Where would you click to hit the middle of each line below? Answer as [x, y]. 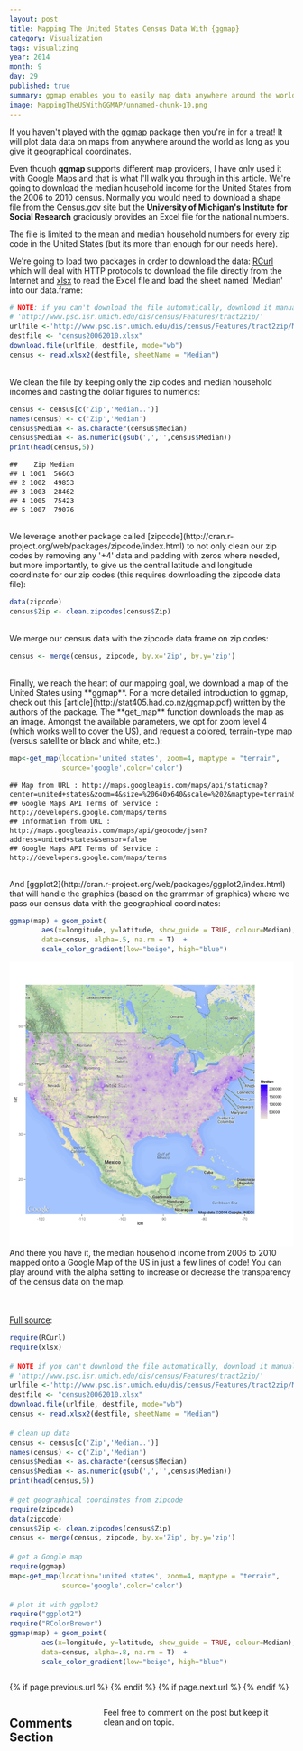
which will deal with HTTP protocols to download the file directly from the [146, 270]
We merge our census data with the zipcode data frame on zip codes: [139, 638]
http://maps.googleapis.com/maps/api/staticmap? [175, 785]
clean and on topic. [139, 1722]
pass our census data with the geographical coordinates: [115, 903]
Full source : [31, 1320]
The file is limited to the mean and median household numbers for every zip [150, 234]
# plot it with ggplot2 [54, 1605]
